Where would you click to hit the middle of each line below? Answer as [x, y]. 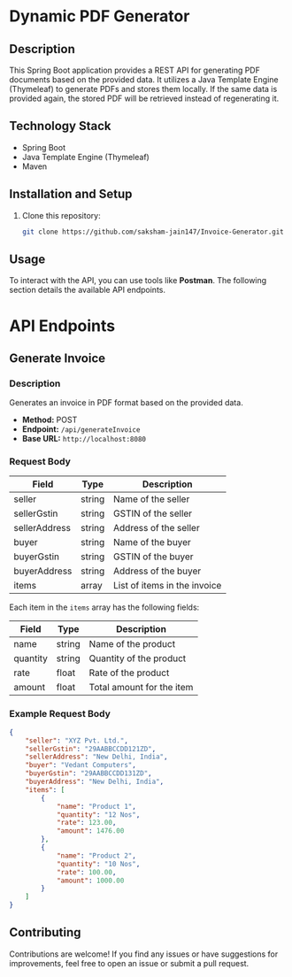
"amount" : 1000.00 [90, 881]
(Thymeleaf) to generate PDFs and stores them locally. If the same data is [143, 89]
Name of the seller [152, 499]
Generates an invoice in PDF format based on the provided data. [126, 403]
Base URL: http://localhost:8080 [84, 439]
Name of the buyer [153, 542]
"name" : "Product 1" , [96, 806]
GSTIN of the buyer [154, 557]
